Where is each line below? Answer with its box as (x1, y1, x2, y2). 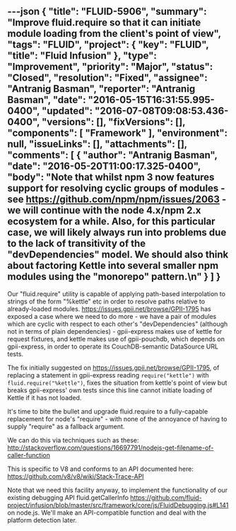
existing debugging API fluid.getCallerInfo (7, 493, 129, 501)
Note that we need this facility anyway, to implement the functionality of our (7, 486, 228, 494)
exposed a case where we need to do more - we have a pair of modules (7, 312, 217, 320)
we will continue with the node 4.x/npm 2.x (7, 204, 201, 216)
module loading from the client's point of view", (7, 28, 221, 40)
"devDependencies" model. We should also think (7, 249, 229, 261)
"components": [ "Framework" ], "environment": (7, 127, 228, 139)
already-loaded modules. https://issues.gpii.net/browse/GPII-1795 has (7, 304, 211, 313)
